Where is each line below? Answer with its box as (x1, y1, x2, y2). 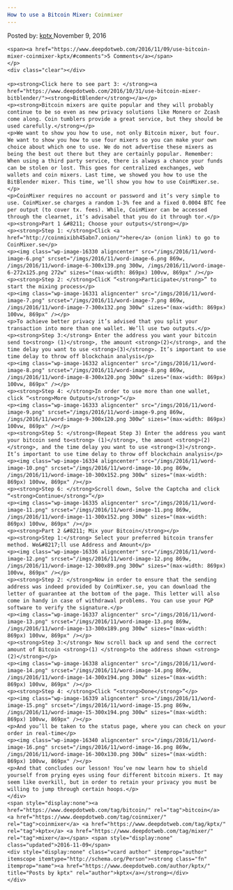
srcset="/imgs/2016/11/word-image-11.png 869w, (51, 506, 192, 513)
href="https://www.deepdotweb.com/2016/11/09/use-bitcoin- (35, 45, 211, 52)
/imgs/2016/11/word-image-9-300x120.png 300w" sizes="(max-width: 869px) (7, 415, 227, 422)
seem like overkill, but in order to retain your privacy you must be (7, 778, 217, 785)
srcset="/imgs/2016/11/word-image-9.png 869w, (47, 408, 186, 415)
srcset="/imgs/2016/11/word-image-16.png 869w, (51, 743, 192, 750)
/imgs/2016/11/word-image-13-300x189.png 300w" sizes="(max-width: (7, 625, 208, 632)
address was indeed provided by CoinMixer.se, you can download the (7, 583, 211, 590)
